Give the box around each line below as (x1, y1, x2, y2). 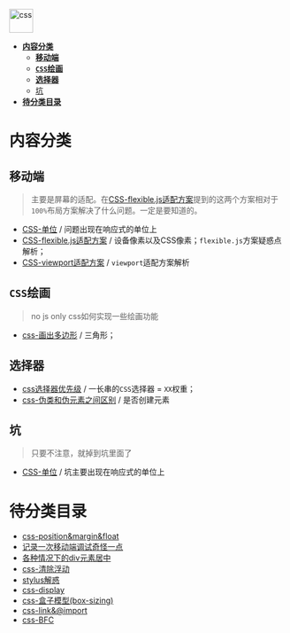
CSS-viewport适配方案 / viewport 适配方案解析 (21, 257, 190, 268)
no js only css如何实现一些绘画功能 (30, 310, 159, 321)
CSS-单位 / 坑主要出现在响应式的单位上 (21, 466, 165, 478)
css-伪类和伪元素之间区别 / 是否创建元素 (21, 395, 170, 405)
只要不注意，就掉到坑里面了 (30, 448, 133, 458)
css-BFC (21, 614, 55, 625)
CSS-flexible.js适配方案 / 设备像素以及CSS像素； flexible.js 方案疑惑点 (21, 235, 282, 246)
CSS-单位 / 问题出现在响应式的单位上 (21, 224, 157, 234)
